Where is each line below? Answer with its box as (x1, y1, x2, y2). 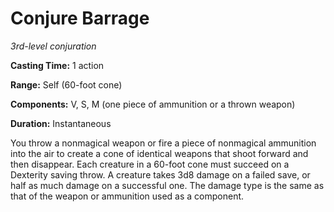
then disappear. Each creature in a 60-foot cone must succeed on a (10, 158, 290, 170)
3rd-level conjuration (10, 40, 97, 52)
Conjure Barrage (10, 7, 150, 30)
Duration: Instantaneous (10, 117, 112, 129)
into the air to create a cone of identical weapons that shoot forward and (10, 147, 309, 159)
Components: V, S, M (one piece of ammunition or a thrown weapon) (10, 98, 296, 110)
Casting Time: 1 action (10, 59, 105, 71)
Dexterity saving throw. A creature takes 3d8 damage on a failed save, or (10, 168, 311, 181)
